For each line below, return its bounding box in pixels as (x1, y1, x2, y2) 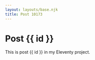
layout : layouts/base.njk (5, 7, 58, 12)
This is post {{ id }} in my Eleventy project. (5, 49, 91, 55)
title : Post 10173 (5, 12, 43, 17)
